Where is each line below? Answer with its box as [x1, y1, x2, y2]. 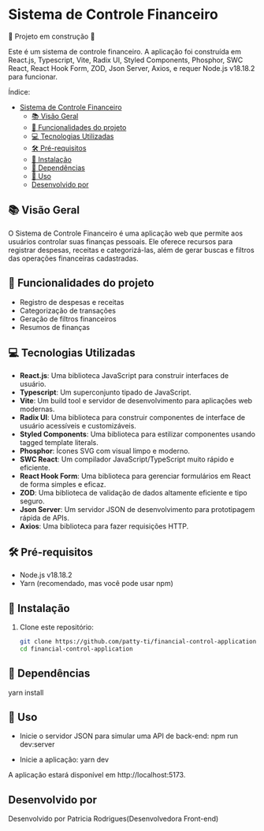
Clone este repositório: [19, 622, 95, 632]
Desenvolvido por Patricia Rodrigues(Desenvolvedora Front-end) [8, 814, 219, 824]
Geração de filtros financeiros [19, 313, 117, 324]
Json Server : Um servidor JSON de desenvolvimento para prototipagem [19, 505, 255, 514]
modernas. [19, 404, 55, 414]
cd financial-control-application [19, 644, 133, 653]
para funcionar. [8, 72, 58, 81]
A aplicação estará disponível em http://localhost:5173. [8, 770, 186, 780]
